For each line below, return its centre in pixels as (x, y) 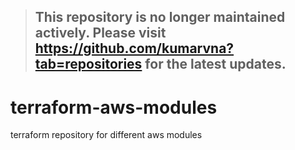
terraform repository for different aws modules (106, 135)
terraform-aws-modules (114, 107)
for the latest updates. (215, 64)
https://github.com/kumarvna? (134, 48)
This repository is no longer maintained (160, 17)
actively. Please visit (100, 33)
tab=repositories (88, 64)
